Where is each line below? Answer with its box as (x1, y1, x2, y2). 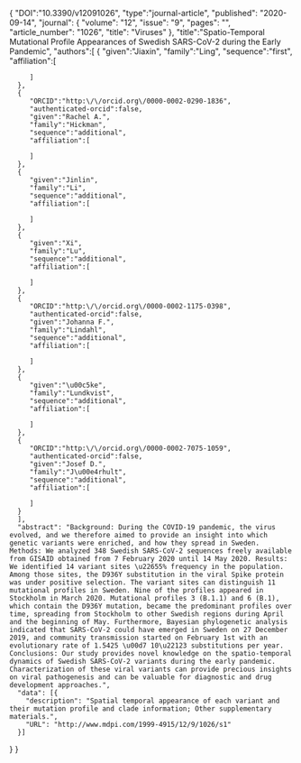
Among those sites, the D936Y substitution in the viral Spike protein (9, 570, 284, 579)
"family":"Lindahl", (29, 326, 106, 335)
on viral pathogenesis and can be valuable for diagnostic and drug (9, 673, 272, 682)
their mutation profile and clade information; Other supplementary (9, 704, 272, 713)
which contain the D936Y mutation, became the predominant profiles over (9, 602, 293, 611)
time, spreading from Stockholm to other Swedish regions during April (9, 610, 284, 619)
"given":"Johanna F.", (29, 317, 115, 326)
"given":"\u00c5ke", (29, 381, 106, 390)
